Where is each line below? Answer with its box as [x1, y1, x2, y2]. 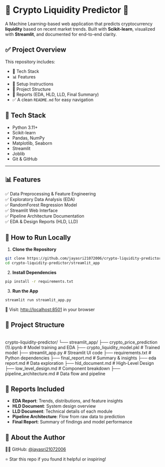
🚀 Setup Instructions [12, 81, 54, 87]
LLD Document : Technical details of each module [12, 408, 113, 414]
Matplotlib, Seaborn [12, 140, 53, 146]
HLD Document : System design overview [12, 403, 96, 409]
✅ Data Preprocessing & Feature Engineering [5, 191, 96, 197]
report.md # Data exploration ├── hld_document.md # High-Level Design [5, 360, 154, 366]
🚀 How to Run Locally [5, 233, 71, 241]
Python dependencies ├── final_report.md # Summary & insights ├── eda [5, 355, 156, 361]
